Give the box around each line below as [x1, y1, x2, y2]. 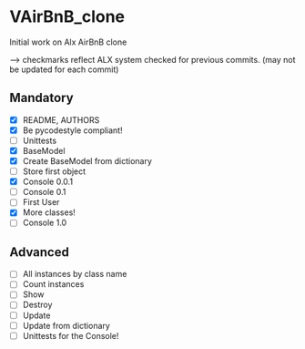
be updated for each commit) [9, 64, 119, 75]
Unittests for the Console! [22, 330, 119, 341]
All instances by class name [22, 269, 127, 280]
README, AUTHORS [22, 114, 100, 125]
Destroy [22, 299, 53, 311]
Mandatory [9, 90, 75, 106]
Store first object [22, 166, 86, 177]
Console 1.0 [22, 217, 67, 229]
